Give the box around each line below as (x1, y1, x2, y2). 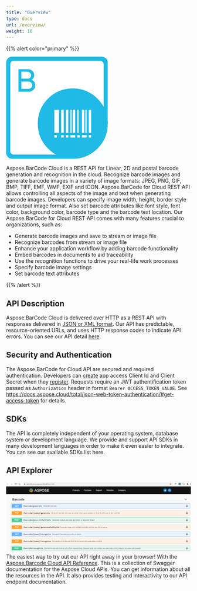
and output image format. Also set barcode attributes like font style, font (6, 202, 181, 209)
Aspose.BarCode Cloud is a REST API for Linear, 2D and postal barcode (6, 165, 179, 172)
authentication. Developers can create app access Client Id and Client (6, 372, 175, 379)
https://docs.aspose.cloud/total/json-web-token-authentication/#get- (6, 391, 174, 398)
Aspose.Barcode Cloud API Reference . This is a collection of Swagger (6, 559, 175, 566)
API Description (6, 298, 64, 309)
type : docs (6, 15, 33, 22)
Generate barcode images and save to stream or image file (14, 233, 157, 240)
